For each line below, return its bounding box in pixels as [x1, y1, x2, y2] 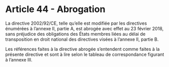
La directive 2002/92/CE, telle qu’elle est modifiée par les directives [5, 20, 147, 26]
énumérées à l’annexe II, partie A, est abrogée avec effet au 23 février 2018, [5, 25, 164, 31]
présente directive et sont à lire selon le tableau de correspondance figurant [5, 51, 164, 57]
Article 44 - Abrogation [5, 4, 106, 15]
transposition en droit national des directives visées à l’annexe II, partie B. [5, 36, 159, 42]
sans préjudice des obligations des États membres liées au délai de [5, 31, 146, 37]
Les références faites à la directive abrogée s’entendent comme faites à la [5, 46, 160, 52]
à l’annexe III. [5, 56, 33, 62]
